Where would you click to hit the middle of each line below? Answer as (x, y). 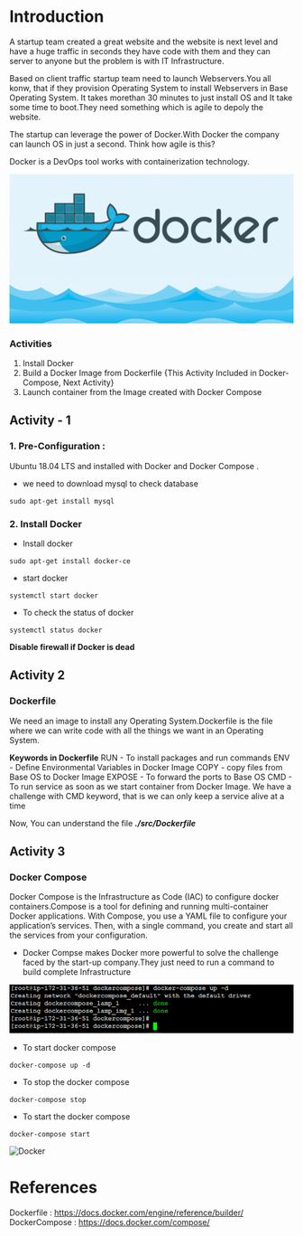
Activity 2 (37, 675)
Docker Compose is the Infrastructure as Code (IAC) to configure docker (144, 897)
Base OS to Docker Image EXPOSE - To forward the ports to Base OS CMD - (151, 777)
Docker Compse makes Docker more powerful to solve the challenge (151, 953)
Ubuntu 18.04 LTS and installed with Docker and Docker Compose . (134, 466)
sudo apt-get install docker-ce (70, 561)
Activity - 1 (40, 421)
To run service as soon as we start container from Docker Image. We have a (150, 786)
